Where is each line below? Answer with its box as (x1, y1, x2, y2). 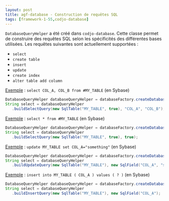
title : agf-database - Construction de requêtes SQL (5, 12, 118, 17)
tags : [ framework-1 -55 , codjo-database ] (5, 17, 89, 22)
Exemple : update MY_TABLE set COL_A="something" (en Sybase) (5, 144, 137, 150)
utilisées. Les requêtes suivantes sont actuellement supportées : (5, 41, 139, 47)
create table (12, 57, 40, 62)
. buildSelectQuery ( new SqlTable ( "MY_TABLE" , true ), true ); (12, 134, 138, 140)
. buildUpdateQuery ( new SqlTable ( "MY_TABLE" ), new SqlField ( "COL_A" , (12, 163, 158, 168)
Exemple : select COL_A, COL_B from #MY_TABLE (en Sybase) (5, 87, 130, 93)
